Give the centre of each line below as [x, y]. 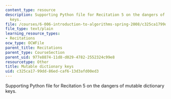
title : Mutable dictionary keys [39, 67]
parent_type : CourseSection [35, 52]
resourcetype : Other [27, 62]
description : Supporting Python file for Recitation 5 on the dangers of [85, 15]
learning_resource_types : [33, 34]
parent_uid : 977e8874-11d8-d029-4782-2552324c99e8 [60, 57]
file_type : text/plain [29, 29]
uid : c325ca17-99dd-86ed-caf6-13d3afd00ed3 [52, 72]
